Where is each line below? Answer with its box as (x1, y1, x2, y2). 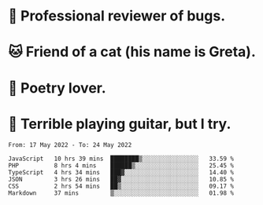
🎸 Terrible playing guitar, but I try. (8, 115, 232, 133)
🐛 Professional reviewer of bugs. (8, 7, 226, 25)
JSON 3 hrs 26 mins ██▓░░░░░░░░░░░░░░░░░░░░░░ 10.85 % (8, 175, 235, 183)
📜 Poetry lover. (8, 79, 106, 97)
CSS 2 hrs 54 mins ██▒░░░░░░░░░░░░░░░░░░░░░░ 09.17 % (8, 182, 235, 190)
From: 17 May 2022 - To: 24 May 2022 (8, 141, 132, 148)
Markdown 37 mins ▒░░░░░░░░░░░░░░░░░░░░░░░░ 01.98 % (8, 189, 235, 197)
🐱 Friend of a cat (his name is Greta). (8, 43, 256, 61)
